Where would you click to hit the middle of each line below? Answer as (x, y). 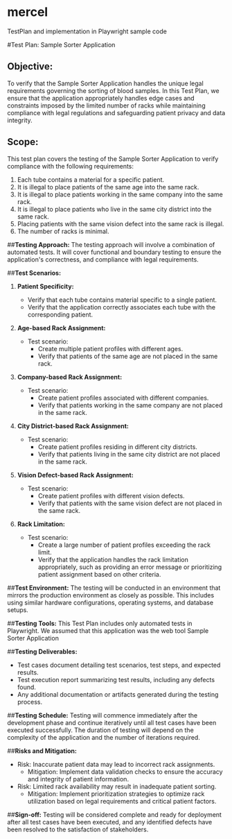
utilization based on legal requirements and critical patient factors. (122, 801)
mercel (28, 12)
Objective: (30, 67)
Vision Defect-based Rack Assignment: (75, 475)
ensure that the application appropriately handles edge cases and (101, 98)
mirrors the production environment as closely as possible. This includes (111, 595)
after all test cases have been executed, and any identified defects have (110, 822)
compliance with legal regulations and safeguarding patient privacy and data (116, 112)
